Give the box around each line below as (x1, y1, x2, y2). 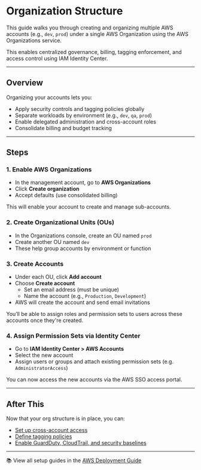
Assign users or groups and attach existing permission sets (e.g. (14, 358, 174, 365)
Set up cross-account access (14, 427, 88, 434)
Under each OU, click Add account (14, 273, 102, 281)
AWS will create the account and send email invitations (14, 299, 151, 306)
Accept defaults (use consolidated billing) (14, 192, 118, 199)
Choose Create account (14, 280, 75, 287)
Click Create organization (14, 185, 80, 192)
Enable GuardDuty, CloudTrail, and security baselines (14, 439, 147, 447)
